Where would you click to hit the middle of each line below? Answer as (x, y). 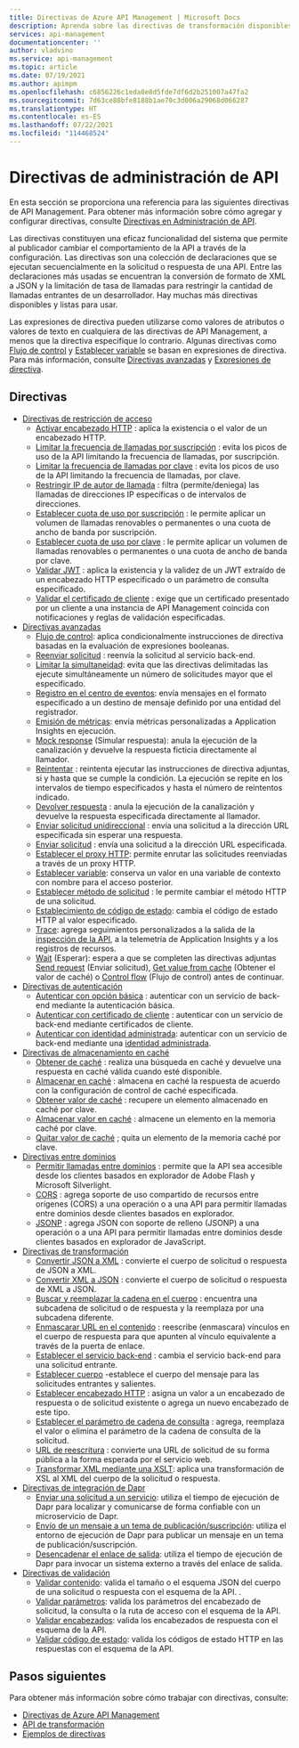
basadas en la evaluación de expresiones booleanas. (132, 646)
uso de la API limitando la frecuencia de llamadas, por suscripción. (158, 456)
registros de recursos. (76, 948)
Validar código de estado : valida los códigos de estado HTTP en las (159, 1638)
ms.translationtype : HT (53, 109)
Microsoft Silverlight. (73, 1184)
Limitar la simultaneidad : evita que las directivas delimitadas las (152, 664)
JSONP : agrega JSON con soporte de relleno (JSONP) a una (147, 1223)
